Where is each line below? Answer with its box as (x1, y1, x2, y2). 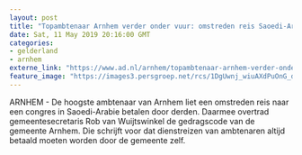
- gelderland (9, 47, 58, 56)
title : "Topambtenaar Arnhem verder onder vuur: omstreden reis (9, 22, 255, 31)
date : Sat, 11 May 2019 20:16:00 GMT (9, 30, 151, 39)
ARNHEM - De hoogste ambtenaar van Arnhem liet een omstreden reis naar (9, 96, 289, 107)
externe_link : (9, 64, 63, 73)
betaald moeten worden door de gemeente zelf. (9, 134, 186, 145)
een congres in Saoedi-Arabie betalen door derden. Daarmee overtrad (9, 105, 270, 117)
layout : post (9, 13, 58, 23)
